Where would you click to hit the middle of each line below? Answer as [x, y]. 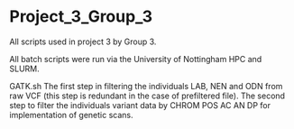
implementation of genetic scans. [71, 115]
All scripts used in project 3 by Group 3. [83, 41]
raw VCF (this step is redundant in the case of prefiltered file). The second [147, 96]
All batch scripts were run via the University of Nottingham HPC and [136, 59]
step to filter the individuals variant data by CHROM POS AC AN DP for [140, 105]
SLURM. [25, 69]
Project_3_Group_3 [81, 17]
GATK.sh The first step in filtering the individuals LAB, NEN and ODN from [146, 86]
